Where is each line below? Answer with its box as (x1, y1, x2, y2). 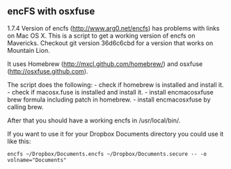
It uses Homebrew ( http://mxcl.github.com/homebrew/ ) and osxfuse (7, 59, 203, 68)
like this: (7, 137, 31, 145)
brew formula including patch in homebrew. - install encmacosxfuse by (7, 95, 211, 104)
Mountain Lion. (7, 46, 50, 54)
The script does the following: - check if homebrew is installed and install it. (7, 80, 224, 89)
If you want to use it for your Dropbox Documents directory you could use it (7, 129, 224, 138)
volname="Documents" (7, 156, 67, 163)
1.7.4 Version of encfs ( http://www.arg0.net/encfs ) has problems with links (7, 24, 220, 32)
